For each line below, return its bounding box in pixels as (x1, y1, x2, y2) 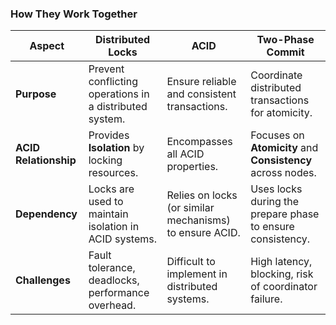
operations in (88, 87, 150, 101)
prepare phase (250, 207, 320, 221)
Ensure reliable (166, 75, 237, 89)
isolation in (88, 220, 140, 234)
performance (88, 286, 150, 300)
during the (250, 195, 300, 209)
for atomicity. (250, 106, 313, 120)
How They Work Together (10, 7, 138, 21)
